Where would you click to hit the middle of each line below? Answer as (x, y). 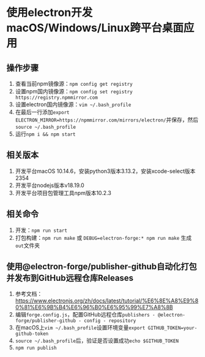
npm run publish (36, 348)
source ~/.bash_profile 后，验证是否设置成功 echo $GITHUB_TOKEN (97, 340)
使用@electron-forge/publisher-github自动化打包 (102, 267)
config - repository (110, 321)
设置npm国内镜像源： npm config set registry (74, 91)
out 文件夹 (28, 245)
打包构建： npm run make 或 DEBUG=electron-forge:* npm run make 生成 (103, 237)
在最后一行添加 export (42, 112)
